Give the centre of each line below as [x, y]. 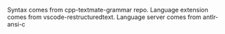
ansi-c [16, 24]
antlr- [210, 17]
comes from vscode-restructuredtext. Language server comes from [104, 17]
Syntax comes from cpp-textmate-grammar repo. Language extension [108, 10]
